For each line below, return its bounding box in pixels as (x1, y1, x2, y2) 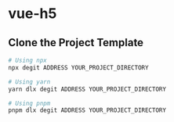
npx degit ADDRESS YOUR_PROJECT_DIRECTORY (8, 63, 149, 71)
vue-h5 (8, 5, 57, 23)
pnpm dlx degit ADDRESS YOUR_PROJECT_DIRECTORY (8, 106, 167, 114)
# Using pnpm (8, 99, 51, 107)
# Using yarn (8, 77, 51, 86)
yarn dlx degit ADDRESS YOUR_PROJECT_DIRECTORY (8, 85, 167, 93)
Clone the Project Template (8, 36, 143, 49)
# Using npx (8, 56, 47, 64)
